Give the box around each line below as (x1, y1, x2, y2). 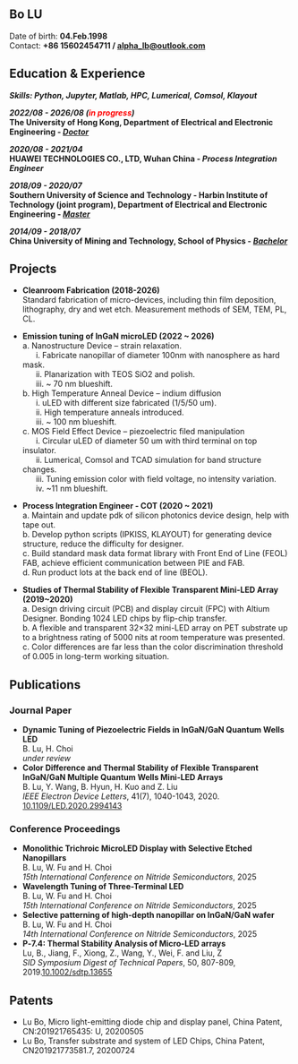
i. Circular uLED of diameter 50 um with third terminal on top (35, 435, 258, 446)
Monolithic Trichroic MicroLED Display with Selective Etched (21, 843, 252, 854)
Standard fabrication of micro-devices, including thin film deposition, (21, 295, 277, 305)
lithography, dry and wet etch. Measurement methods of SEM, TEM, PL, (21, 304, 287, 315)
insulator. (21, 445, 56, 456)
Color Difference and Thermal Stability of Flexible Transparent (21, 762, 260, 773)
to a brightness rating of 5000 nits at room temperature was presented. (21, 632, 285, 643)
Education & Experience (9, 66, 146, 82)
